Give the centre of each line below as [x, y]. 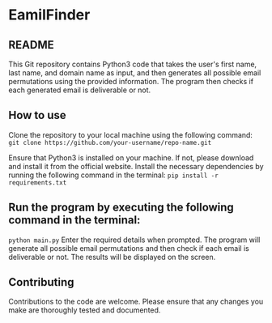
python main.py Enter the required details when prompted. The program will [134, 240]
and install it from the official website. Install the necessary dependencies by [136, 166]
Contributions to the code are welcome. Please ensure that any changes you [136, 302]
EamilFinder [49, 15]
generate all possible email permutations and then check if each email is [129, 248]
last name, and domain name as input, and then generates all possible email [135, 73]
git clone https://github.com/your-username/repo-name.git [110, 142]
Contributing [41, 282]
